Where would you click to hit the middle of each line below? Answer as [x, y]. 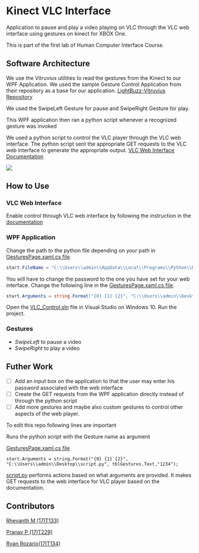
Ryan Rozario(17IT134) [33, 544]
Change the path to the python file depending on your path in [81, 250]
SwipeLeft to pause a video [48, 342]
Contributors [31, 507]
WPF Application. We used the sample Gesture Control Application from [94, 84]
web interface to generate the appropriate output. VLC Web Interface [90, 150]
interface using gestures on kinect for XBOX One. [66, 33]
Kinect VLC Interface [59, 11]
